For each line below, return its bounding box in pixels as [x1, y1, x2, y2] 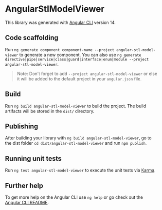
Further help [5, 181, 44, 190]
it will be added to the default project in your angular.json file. [17, 76, 142, 81]
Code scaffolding [5, 34, 58, 42]
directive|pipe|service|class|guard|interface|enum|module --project [5, 57, 149, 62]
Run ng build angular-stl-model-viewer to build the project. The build [5, 103, 146, 109]
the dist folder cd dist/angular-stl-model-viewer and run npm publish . [5, 140, 147, 146]
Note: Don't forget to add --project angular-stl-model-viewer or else [17, 71, 158, 76]
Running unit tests [5, 154, 62, 163]
